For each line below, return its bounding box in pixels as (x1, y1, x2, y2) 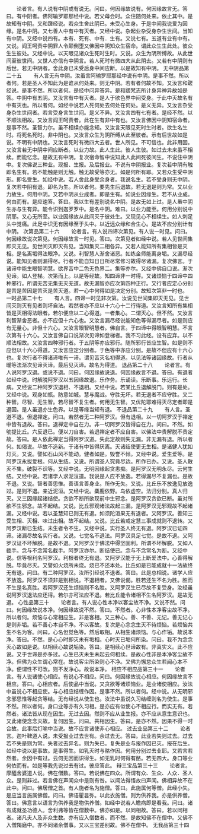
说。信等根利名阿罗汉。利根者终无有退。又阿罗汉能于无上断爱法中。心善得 (6, 554, 188, 561)
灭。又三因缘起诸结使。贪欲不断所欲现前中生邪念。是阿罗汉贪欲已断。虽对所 (6, 495, 193, 502)
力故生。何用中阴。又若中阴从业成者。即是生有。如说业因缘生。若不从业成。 (6, 191, 193, 198)
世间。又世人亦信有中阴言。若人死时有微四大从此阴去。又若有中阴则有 (21, 57, 193, 64)
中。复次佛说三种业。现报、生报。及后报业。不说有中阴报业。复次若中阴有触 (6, 161, 193, 168)
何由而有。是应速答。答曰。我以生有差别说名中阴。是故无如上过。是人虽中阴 (6, 198, 193, 205)
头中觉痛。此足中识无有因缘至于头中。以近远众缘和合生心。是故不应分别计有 (6, 220, 193, 227)
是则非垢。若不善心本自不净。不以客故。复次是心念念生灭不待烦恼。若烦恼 (6, 621, 188, 628)
